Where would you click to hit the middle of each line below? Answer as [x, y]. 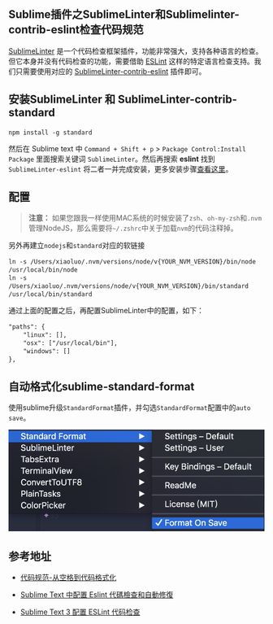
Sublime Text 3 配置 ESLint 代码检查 [80, 612]
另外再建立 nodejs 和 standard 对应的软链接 [77, 246]
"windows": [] [47, 351]
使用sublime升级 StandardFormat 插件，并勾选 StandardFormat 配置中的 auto [130, 408]
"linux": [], [45, 335]
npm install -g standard [50, 133]
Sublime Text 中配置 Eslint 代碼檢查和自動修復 [97, 595]
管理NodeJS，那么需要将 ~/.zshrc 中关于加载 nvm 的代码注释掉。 [133, 228]
